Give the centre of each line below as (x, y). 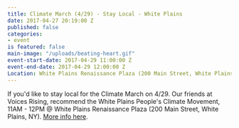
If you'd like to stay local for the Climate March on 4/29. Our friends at (110, 94)
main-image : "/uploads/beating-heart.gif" (71, 54)
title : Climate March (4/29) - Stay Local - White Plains (95, 14)
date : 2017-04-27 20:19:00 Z (51, 21)
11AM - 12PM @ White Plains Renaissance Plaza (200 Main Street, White (113, 109)
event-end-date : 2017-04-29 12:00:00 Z (67, 67)
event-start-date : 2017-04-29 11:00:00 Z (70, 60)
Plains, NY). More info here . (48, 116)
